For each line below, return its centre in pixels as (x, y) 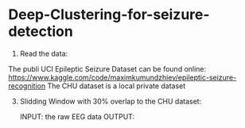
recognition (27, 86)
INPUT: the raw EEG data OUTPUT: (77, 116)
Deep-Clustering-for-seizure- (109, 15)
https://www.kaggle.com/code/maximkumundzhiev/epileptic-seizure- (122, 77)
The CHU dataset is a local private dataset (117, 86)
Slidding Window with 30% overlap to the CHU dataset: (111, 101)
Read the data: (44, 53)
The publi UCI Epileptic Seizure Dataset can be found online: (107, 68)
